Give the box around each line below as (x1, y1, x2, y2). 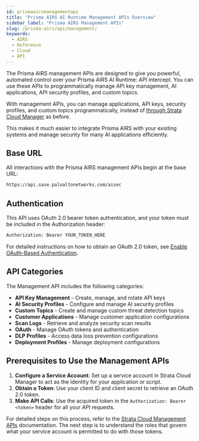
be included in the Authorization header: (6, 220, 106, 228)
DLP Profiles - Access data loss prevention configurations (14, 332, 158, 339)
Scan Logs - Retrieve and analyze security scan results (14, 319, 151, 326)
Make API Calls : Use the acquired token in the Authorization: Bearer (14, 397, 186, 404)
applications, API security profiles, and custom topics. (6, 88, 139, 96)
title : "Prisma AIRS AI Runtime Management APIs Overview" (6, 14, 157, 20)
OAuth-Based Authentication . (6, 249, 79, 256)
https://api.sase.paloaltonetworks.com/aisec (6, 182, 121, 188)
